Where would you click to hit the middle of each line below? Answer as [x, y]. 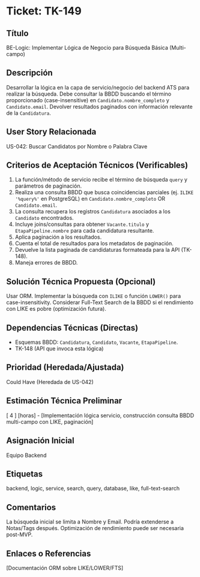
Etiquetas [25, 474]
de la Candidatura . [29, 113]
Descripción [29, 73]
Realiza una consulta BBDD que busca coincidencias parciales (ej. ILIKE [104, 192]
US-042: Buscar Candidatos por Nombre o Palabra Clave [77, 146]
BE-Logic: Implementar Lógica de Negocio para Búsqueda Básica [87, 47]
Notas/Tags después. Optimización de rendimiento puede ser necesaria [95, 528]
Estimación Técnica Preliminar [64, 401]
